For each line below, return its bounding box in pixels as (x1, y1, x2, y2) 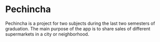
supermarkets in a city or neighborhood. (5, 31, 90, 37)
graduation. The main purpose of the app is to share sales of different (5, 25, 150, 31)
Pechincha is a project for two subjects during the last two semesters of (5, 20, 155, 26)
